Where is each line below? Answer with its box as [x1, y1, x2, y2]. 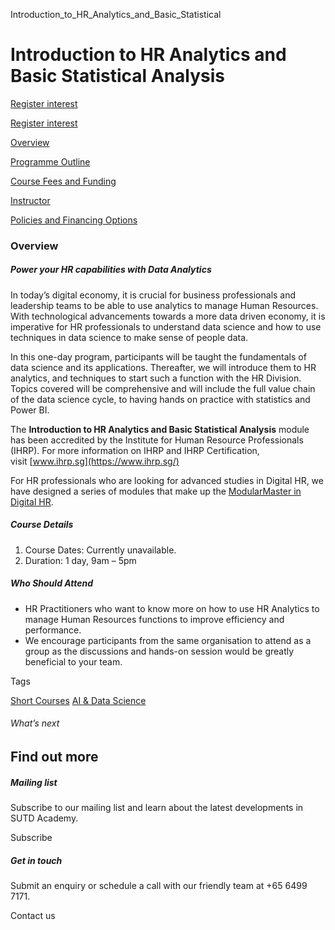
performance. [24, 624, 82, 636]
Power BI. [10, 404, 50, 416]
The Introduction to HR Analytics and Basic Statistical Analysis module [10, 423, 310, 435]
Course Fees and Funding [10, 175, 117, 187]
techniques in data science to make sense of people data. [10, 331, 249, 343]
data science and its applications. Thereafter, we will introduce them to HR [10, 361, 317, 373]
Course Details [10, 519, 74, 531]
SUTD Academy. [10, 812, 79, 824]
